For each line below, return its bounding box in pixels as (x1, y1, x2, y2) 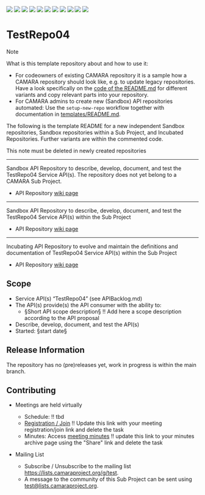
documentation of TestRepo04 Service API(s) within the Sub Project (6, 249, 177, 256)
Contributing (6, 385, 56, 396)
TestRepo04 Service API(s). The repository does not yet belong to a (6, 171, 177, 178)
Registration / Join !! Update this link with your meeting (24, 419, 162, 427)
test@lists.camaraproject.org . (24, 482, 99, 490)
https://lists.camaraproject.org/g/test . (24, 469, 119, 477)
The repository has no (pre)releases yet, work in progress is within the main (6, 361, 196, 368)
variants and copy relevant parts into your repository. (15, 91, 149, 98)
